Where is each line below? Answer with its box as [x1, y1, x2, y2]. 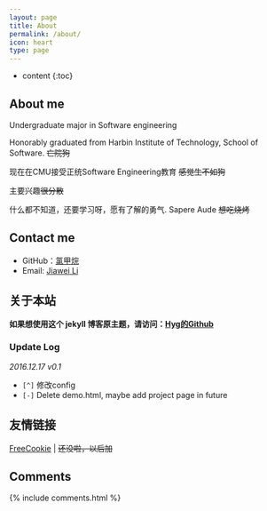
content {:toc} [21, 70, 74, 81]
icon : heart [9, 37, 53, 47]
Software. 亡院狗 [9, 148, 71, 158]
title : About [9, 21, 58, 30]
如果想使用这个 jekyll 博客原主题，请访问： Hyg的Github [9, 318, 215, 329]
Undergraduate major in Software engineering [9, 119, 177, 130]
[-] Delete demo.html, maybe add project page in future [21, 389, 228, 400]
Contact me [9, 230, 75, 245]
